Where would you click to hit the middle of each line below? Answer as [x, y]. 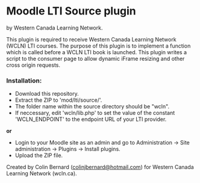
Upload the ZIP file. [39, 155]
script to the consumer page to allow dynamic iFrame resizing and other [95, 58]
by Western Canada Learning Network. [55, 28]
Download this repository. [47, 94]
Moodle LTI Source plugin [71, 11]
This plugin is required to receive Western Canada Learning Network [91, 39]
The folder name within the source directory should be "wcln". [92, 107]
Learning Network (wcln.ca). [42, 173]
